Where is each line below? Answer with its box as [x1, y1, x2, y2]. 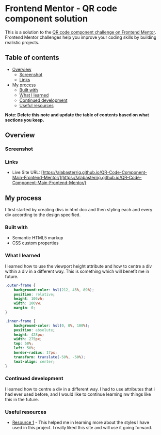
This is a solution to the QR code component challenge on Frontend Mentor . [5, 29, 156, 35]
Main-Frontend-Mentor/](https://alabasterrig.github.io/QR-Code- [12, 175, 142, 181]
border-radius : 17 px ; [14, 350, 57, 355]
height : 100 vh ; [14, 296, 45, 301]
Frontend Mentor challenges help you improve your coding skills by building [5, 34, 157, 40]
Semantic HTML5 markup [12, 235, 64, 241]
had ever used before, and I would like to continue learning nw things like [5, 391, 151, 397]
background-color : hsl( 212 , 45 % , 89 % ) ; [14, 287, 95, 292]
